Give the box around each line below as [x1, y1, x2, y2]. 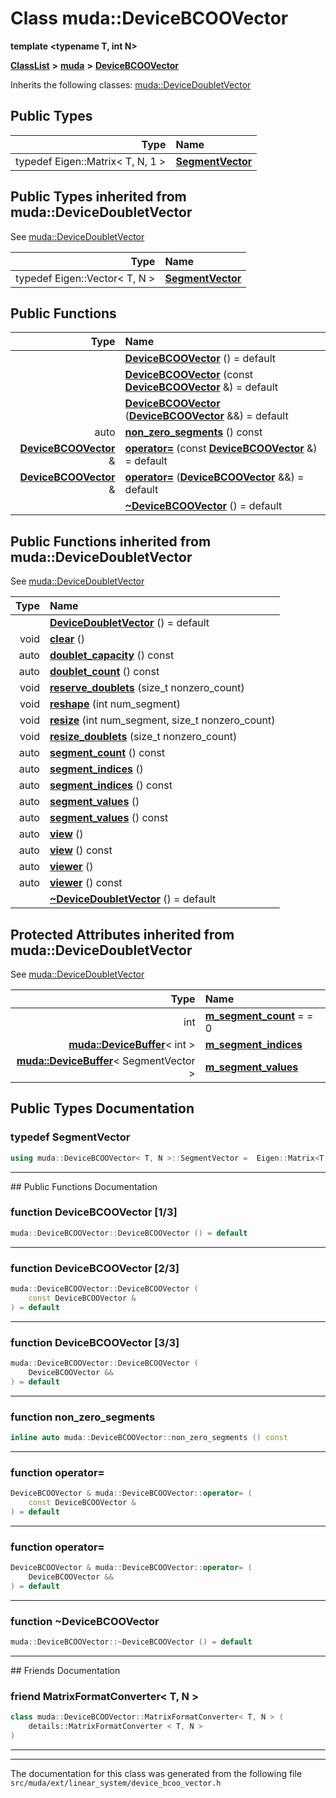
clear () [49, 632, 85, 646]
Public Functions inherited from [10, 533, 212, 550]
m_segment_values [204, 1060, 299, 1074]
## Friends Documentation [10, 1664, 121, 1676]
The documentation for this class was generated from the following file [10, 1767, 303, 1779]
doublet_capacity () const [49, 648, 175, 662]
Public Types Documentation [10, 1100, 195, 1117]
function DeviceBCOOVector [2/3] [10, 1261, 180, 1275]
